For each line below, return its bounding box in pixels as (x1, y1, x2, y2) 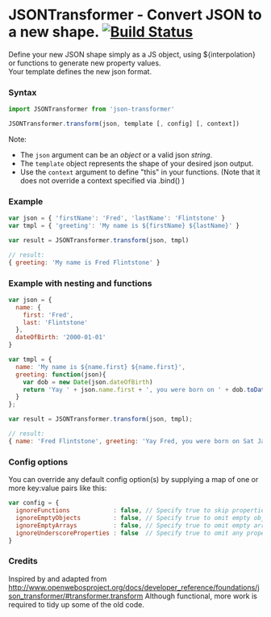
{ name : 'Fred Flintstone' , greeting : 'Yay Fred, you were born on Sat (8, 437, 254, 445)
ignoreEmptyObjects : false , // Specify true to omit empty (15, 514, 251, 522)
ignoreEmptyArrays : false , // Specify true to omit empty (15, 521, 251, 530)
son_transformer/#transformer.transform (8, 591, 144, 601)
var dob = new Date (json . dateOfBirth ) (23, 378, 153, 386)
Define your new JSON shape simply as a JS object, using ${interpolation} (8, 49, 256, 59)
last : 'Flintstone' (23, 318, 89, 326)
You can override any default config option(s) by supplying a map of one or (8, 475, 259, 485)
